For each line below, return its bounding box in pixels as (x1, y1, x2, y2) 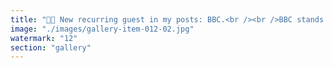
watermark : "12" (10, 33, 78, 43)
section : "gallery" (10, 42, 92, 53)
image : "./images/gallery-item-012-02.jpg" (10, 24, 195, 34)
